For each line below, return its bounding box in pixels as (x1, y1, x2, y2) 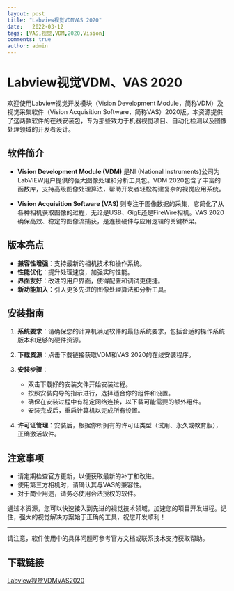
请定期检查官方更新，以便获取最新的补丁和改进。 (17, 472, 158, 480)
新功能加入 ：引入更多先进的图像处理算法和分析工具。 (17, 285, 171, 293)
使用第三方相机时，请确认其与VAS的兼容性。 (17, 481, 146, 489)
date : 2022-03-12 (7, 23, 64, 30)
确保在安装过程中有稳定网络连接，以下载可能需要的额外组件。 (27, 397, 205, 406)
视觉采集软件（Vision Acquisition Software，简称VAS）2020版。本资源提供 (7, 107, 224, 116)
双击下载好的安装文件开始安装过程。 (27, 380, 132, 388)
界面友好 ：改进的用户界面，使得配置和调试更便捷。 (17, 276, 164, 285)
